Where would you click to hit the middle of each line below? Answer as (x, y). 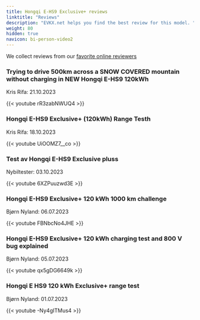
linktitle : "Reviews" (33, 17)
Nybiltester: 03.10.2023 (35, 172)
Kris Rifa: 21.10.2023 (31, 92)
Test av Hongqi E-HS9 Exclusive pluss (62, 159)
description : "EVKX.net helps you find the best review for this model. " (101, 23)
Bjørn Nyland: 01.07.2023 (37, 299)
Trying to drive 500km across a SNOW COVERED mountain (93, 71)
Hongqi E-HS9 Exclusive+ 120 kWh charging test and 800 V (94, 239)
